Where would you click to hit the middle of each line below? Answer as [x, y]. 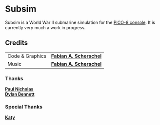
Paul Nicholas [19, 89]
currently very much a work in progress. [45, 27]
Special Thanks [24, 107]
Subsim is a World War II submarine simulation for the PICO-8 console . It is [80, 22]
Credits [17, 43]
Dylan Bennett [20, 94]
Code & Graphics [27, 56]
